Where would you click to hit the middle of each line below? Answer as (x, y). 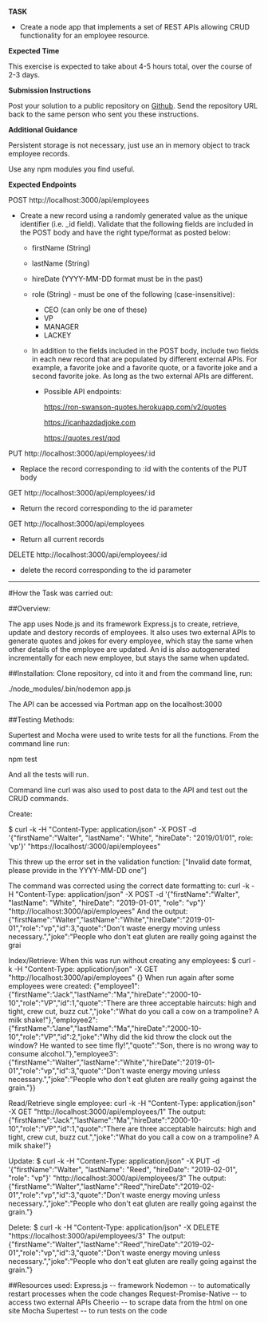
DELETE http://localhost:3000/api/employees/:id (88, 555)
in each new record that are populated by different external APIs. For (144, 359)
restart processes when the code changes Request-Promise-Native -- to (128, 1293)
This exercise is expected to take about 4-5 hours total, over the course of (130, 66)
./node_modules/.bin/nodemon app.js (70, 689)
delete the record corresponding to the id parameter (105, 570)
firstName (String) (61, 248)
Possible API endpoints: (83, 391)
